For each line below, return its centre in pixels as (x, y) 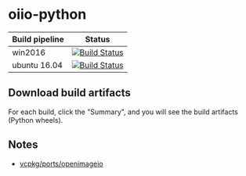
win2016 (29, 52)
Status (98, 39)
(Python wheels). (36, 120)
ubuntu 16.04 (37, 65)
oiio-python (47, 14)
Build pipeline (38, 39)
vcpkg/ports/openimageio (61, 163)
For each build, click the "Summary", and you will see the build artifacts (123, 112)
